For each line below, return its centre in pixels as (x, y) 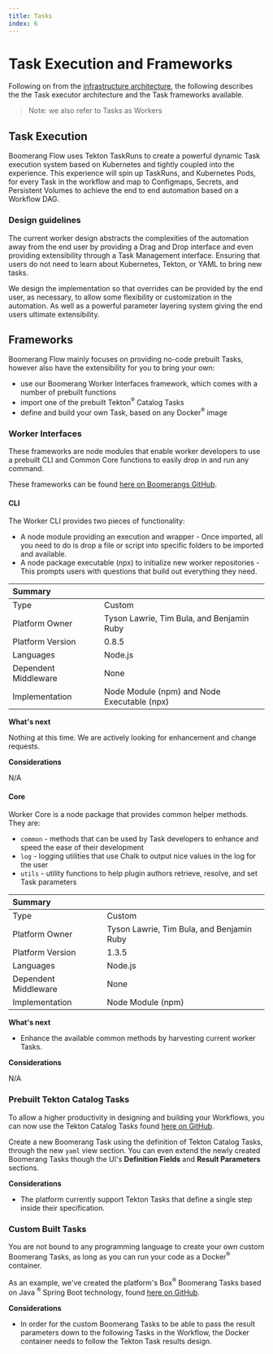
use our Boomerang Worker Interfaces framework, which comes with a (139, 384)
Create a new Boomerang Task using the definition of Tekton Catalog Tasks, (136, 1142)
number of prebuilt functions (68, 392)
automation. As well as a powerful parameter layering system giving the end (135, 305)
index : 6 (23, 24)
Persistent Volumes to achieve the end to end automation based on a (123, 190)
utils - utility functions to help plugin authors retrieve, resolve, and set (139, 874)
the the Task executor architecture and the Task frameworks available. (126, 95)
